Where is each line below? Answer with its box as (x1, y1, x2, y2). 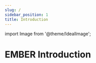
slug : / (5, 7, 21, 13)
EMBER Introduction (5, 49, 91, 60)
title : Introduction (5, 17, 49, 22)
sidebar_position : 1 (5, 12, 49, 17)
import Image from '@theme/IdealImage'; (5, 31, 91, 37)
